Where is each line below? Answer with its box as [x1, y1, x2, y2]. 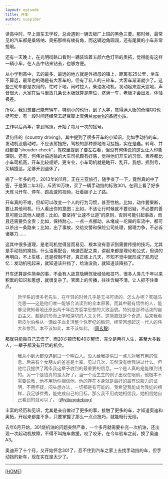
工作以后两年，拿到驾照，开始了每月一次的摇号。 [5, 124, 106, 130]
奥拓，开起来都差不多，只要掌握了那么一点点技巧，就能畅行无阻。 [5, 414, 141, 420]
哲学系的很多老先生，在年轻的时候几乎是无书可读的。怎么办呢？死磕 [17, 294, 158, 300]
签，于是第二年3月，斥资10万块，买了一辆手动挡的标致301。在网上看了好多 [5, 182, 160, 188]
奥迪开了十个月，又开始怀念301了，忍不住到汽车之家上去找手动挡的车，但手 [5, 447, 161, 453]
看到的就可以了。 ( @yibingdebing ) [21, 397, 93, 403]
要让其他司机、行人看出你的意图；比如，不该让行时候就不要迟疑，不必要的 [5, 206, 158, 212]
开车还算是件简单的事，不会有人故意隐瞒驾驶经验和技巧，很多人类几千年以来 [5, 271, 163, 277]
